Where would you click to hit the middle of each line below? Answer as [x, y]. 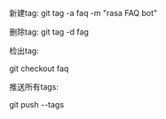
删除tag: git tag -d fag [49, 32]
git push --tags [37, 104]
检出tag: [24, 51]
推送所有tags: [34, 87]
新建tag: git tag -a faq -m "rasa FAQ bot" [83, 13]
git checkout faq [39, 68]
